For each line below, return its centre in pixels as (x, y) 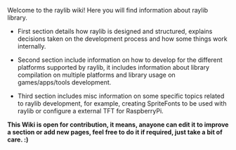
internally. (32, 46)
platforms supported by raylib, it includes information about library (113, 67)
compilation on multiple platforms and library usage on (96, 75)
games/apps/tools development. (64, 82)
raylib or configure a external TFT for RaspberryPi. (90, 111)
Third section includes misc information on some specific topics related (121, 96)
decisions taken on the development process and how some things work (122, 39)
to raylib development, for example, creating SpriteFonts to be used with (122, 104)
